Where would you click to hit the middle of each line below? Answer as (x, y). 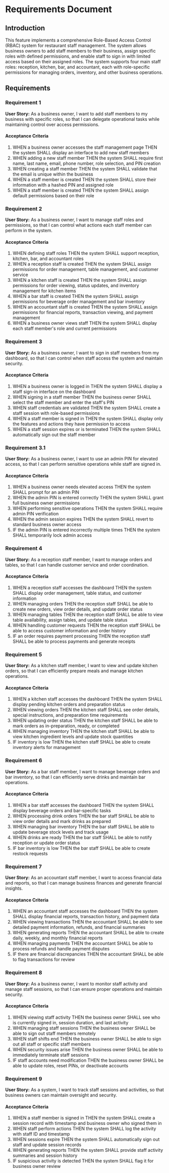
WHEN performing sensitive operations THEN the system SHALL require (88, 508)
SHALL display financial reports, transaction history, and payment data (86, 917)
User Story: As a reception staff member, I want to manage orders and (79, 559)
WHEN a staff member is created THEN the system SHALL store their (84, 179)
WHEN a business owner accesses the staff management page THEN (85, 147)
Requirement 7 (23, 866)
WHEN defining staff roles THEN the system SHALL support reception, (86, 253)
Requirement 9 (24, 1078)
